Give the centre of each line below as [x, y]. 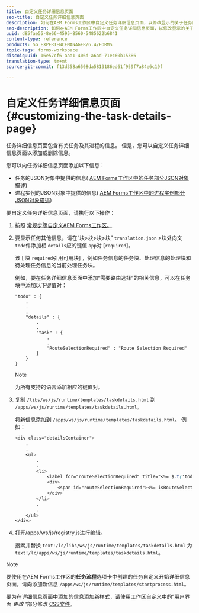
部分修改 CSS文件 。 [51, 604]
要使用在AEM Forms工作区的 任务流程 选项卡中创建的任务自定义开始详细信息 [98, 577]
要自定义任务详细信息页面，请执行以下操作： [61, 213]
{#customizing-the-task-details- [89, 116]
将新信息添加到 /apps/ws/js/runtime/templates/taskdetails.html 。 [97, 420]
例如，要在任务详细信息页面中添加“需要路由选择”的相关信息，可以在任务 [103, 278]
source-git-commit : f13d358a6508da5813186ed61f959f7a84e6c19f [84, 67]
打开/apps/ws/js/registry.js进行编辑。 [60, 533]
